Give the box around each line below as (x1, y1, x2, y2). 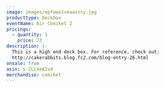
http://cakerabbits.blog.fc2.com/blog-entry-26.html (12, 55, 149, 61)
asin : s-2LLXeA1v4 (6, 66, 53, 72)
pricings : (6, 26, 32, 32)
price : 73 (17, 37, 43, 43)
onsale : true (6, 60, 40, 66)
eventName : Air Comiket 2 (6, 20, 72, 26)
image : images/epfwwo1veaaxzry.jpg (6, 9, 97, 15)
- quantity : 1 (12, 32, 48, 38)
